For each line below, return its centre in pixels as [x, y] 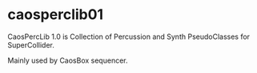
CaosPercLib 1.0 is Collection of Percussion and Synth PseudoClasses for [128, 36]
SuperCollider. [31, 44]
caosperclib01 [56, 15]
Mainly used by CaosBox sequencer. [68, 60]
